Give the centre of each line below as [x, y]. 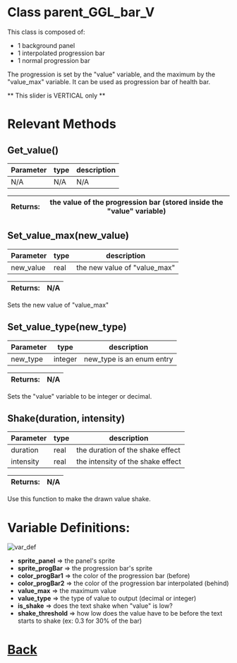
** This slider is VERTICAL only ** [56, 95]
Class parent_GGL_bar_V [81, 12]
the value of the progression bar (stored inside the [136, 202]
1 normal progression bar [54, 60]
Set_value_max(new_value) [68, 236]
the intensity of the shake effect [129, 462]
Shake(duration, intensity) [66, 418]
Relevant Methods [62, 124]
